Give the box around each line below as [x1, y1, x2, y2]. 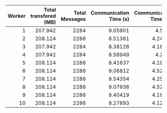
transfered [30, 12, 56, 19]
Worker [7, 12, 26, 19]
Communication [90, 9, 130, 16]
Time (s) [109, 16, 130, 22]
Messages [61, 16, 86, 22]
